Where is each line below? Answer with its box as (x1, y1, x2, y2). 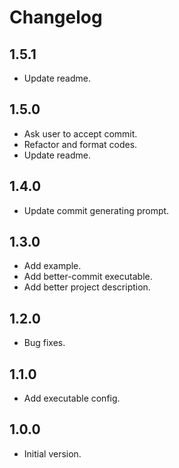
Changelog (9, 6, 103, 29)
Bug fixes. (23, 337, 66, 349)
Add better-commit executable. (23, 271, 153, 283)
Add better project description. (23, 281, 151, 293)
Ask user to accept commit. (23, 127, 138, 140)
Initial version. (23, 447, 82, 460)
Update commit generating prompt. (23, 204, 170, 216)
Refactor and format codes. (23, 138, 138, 150)
